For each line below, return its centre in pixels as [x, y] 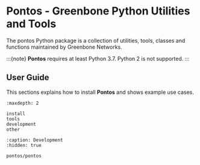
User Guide [28, 77]
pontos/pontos [24, 156]
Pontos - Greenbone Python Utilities [98, 11]
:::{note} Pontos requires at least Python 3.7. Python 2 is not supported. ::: [98, 58]
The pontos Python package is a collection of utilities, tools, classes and [96, 40]
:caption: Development [35, 140]
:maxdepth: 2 [23, 103]
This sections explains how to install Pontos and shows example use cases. [100, 92]
